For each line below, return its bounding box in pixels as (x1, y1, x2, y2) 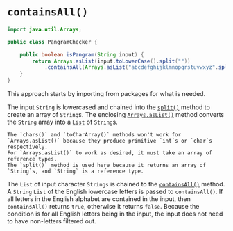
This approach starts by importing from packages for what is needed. (7, 90, 206, 98)
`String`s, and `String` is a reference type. (7, 168, 144, 175)
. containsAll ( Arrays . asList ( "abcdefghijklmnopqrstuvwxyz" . (44, 64, 218, 71)
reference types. (7, 156, 58, 163)
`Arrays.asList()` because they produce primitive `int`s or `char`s (7, 138, 213, 145)
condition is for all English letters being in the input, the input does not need (7, 209, 223, 218)
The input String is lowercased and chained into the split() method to (7, 103, 210, 111)
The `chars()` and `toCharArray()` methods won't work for (7, 132, 182, 138)
